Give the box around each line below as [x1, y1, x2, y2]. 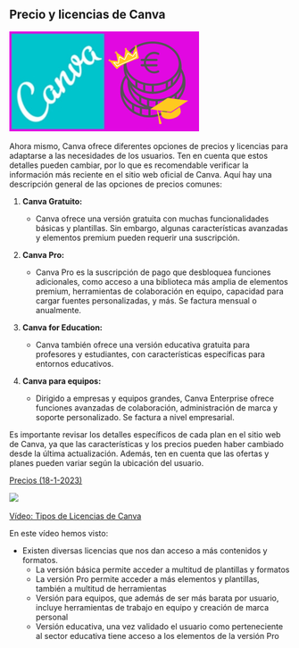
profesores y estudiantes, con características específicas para [35, 348, 266, 360]
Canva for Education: [21, 321, 103, 333]
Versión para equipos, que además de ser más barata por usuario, [35, 593, 279, 603]
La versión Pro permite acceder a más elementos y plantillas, [35, 573, 261, 584]
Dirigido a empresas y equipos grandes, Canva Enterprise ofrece [35, 393, 275, 403]
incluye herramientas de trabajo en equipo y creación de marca [35, 602, 270, 612]
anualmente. [35, 304, 82, 315]
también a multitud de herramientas [35, 583, 167, 594]
